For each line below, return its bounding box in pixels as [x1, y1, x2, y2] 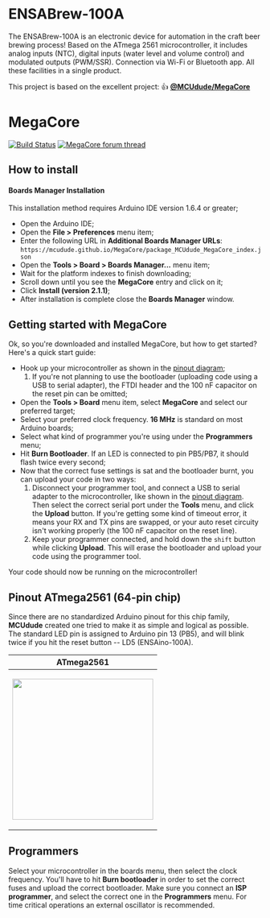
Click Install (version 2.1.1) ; [19, 286, 111, 296]
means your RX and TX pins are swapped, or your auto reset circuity [31, 517, 259, 527]
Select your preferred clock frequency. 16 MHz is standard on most [19, 415, 243, 424]
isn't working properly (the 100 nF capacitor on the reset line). [31, 526, 237, 535]
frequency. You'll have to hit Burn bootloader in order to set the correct [8, 875, 245, 884]
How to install [8, 163, 79, 177]
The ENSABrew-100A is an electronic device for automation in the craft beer [8, 31, 261, 41]
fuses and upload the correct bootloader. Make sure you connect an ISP [8, 883, 247, 892]
